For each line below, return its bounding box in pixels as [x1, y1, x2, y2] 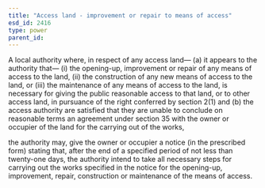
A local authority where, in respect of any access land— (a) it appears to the [8, 55, 258, 65]
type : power [8, 26, 48, 34]
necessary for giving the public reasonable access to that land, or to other [8, 88, 251, 99]
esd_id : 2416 [8, 19, 52, 27]
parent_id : [8, 33, 44, 42]
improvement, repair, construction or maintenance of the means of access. [8, 171, 253, 181]
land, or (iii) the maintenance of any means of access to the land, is [8, 81, 228, 90]
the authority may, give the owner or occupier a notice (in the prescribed [8, 137, 246, 147]
